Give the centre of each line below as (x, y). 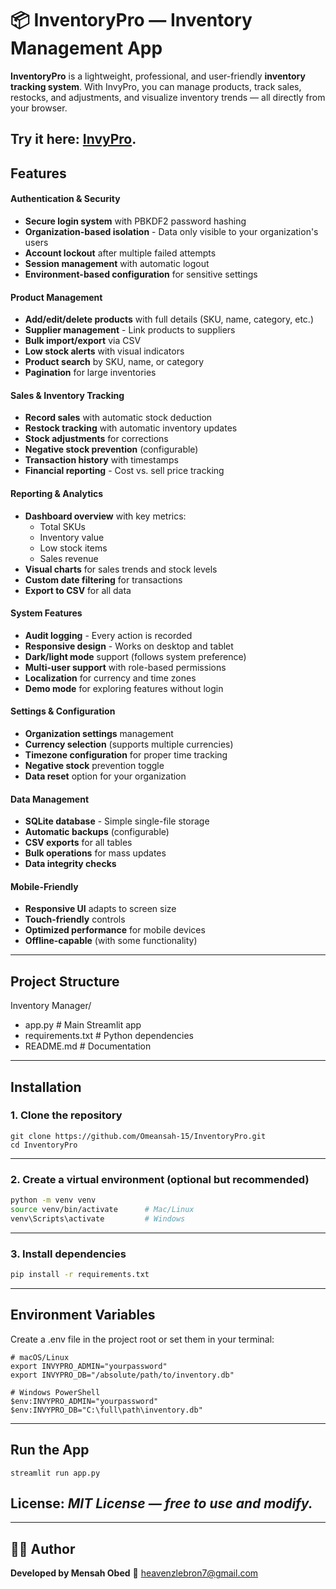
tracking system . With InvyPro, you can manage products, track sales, (156, 86)
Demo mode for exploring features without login (124, 688)
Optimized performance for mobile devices (115, 930)
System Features (46, 613)
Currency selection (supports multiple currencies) (129, 744)
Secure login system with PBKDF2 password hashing (135, 221)
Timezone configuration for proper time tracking (126, 754)
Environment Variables (83, 1315)
